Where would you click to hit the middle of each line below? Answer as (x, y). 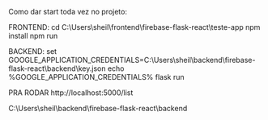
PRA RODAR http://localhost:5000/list (71, 93)
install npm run (33, 36)
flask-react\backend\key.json (57, 68)
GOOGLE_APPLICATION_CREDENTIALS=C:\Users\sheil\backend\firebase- (132, 60)
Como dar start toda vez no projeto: (68, 12)
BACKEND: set (33, 51)
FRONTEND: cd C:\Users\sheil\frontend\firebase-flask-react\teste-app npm (134, 27)
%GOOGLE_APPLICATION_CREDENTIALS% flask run (96, 77)
